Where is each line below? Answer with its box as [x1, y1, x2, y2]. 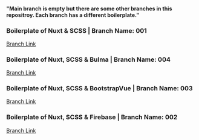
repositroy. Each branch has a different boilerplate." [6, 11, 140, 18]
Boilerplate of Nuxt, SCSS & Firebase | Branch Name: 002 [6, 113, 178, 121]
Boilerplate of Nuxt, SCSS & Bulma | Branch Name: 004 [6, 55, 171, 64]
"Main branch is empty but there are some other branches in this [6, 5, 172, 12]
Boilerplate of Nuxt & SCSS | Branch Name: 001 [6, 26, 147, 35]
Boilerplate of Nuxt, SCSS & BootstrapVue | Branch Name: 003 [6, 84, 193, 93]
